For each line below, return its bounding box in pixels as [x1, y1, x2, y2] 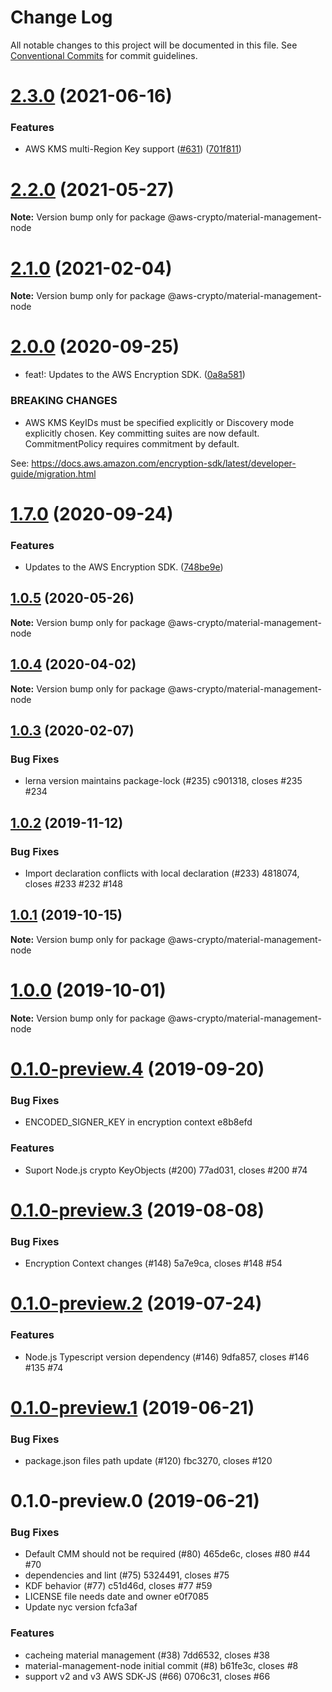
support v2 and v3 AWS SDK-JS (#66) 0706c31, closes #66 [24, 1670, 271, 1682]
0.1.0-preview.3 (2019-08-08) [10, 1199, 265, 1221]
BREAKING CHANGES [10, 394, 118, 408]
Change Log [10, 6, 113, 29]
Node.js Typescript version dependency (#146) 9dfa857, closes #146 [24, 1351, 310, 1363]
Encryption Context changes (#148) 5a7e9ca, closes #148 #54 [24, 1257, 283, 1270]
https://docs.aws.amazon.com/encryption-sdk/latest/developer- [31, 457, 297, 469]
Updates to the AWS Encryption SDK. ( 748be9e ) [24, 561, 224, 573]
